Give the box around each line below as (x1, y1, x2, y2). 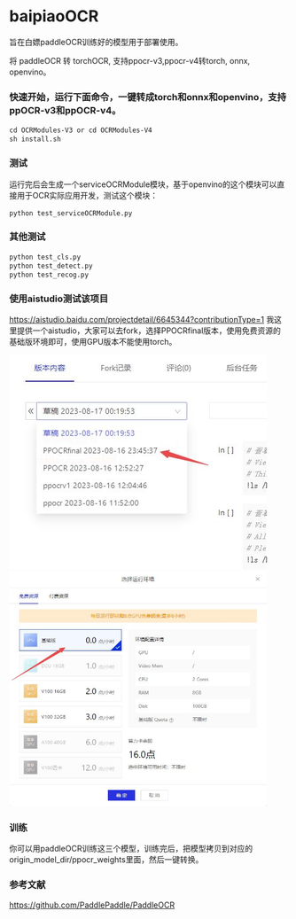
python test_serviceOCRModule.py (9, 208, 133, 218)
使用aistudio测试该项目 (9, 292, 109, 305)
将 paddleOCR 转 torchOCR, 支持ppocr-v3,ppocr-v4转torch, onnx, (9, 55, 251, 66)
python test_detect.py (9, 261, 93, 270)
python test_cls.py (9, 253, 82, 261)
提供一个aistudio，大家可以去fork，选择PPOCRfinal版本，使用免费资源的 (16, 325, 282, 336)
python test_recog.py (9, 270, 90, 279)
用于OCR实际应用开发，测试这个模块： (16, 190, 158, 200)
